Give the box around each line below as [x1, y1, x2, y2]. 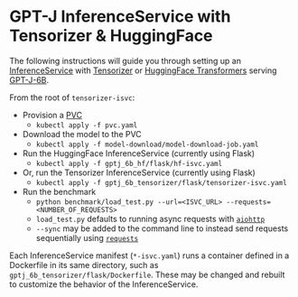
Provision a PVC [22, 109, 83, 120]
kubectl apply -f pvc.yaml [35, 120, 138, 130]
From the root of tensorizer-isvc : [9, 92, 135, 103]
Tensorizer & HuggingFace [9, 25, 214, 46]
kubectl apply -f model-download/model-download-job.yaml [35, 140, 259, 149]
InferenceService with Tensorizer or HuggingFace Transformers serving [9, 65, 277, 76]
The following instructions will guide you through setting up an [9, 55, 242, 66]
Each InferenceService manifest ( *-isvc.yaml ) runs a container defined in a [9, 250, 290, 261]
